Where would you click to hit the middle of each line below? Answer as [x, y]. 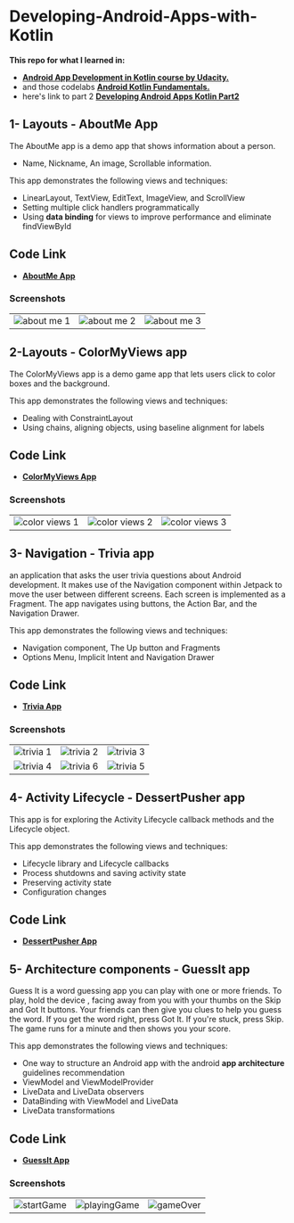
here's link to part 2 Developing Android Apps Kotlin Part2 [131, 96]
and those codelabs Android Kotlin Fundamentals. [116, 87]
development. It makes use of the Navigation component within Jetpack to [146, 584]
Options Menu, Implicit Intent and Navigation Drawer [118, 657]
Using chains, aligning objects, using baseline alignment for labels [143, 427]
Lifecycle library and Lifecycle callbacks [95, 864]
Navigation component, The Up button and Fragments [121, 648]
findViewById [47, 226]
